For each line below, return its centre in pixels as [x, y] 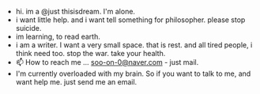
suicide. [28, 28]
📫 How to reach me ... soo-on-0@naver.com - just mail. [107, 62]
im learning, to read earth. [58, 36]
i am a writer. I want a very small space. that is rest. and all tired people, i [134, 45]
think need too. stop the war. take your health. [90, 53]
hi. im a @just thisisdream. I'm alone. [75, 11]
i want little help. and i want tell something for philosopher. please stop [130, 20]
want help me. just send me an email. [76, 82]
